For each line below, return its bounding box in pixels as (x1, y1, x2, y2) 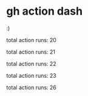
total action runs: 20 (6, 36, 56, 43)
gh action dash (6, 4, 83, 18)
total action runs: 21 (6, 48, 56, 56)
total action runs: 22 (6, 60, 56, 67)
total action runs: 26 (6, 84, 56, 91)
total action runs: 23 (6, 72, 56, 79)
